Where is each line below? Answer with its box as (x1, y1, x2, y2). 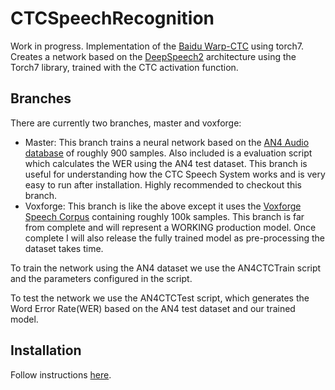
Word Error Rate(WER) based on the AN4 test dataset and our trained (10, 302, 296, 314)
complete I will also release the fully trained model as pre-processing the (24, 232, 325, 244)
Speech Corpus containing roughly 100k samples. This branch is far (24, 210, 305, 222)
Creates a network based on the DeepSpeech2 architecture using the (10, 50, 297, 62)
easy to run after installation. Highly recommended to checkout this (24, 178, 303, 191)
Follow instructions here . (10, 368, 112, 381)
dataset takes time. (24, 242, 104, 254)
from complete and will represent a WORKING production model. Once (24, 221, 317, 233)
